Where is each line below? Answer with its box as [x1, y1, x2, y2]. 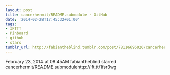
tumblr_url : [5, 45, 30, 50]
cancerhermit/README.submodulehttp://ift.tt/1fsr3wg [5, 64, 117, 70]
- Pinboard [5, 31, 28, 36]
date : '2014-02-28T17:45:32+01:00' [5, 17, 80, 22]
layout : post [5, 7, 33, 13]
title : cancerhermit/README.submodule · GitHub [5, 12, 108, 17]
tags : [5, 21, 17, 27]
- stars [5, 40, 22, 45]
